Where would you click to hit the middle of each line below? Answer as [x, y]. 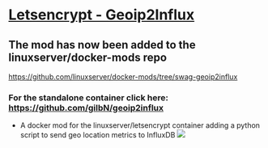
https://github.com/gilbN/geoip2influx [86, 108]
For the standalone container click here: [88, 97]
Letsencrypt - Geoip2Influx [102, 15]
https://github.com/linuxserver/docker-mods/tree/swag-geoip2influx [123, 77]
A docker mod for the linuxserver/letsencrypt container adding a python [140, 125]
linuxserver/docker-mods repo [88, 57]
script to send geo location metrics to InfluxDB [98, 135]
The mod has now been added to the [102, 45]
